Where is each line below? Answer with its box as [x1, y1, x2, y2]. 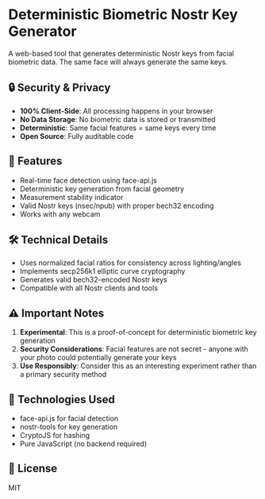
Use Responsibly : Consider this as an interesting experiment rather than [19, 361, 257, 370]
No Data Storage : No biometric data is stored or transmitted [19, 114, 216, 124]
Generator [8, 22, 77, 40]
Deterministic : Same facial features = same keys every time [19, 123, 217, 132]
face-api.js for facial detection [19, 414, 119, 423]
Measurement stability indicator [19, 192, 124, 202]
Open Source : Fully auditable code [19, 131, 134, 140]
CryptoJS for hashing [19, 431, 90, 440]
